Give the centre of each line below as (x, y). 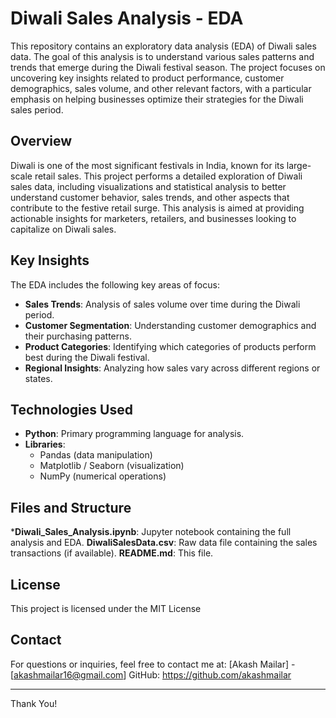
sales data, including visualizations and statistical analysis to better (148, 186)
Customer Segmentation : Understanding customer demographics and (170, 325)
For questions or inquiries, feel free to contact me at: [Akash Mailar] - (153, 664)
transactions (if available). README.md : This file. (112, 553)
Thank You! (34, 703)
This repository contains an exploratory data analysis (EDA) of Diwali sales (163, 46)
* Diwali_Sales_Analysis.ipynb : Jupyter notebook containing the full (151, 532)
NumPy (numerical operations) (103, 476)
